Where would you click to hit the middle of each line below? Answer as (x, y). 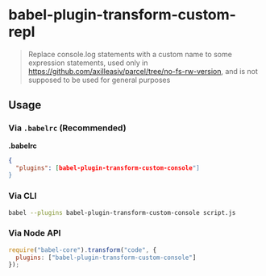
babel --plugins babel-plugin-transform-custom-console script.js (122, 212)
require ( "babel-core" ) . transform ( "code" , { (83, 250)
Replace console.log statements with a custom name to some (130, 54)
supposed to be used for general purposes (99, 80)
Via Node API (35, 233)
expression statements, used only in (88, 63)
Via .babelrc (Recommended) (67, 128)
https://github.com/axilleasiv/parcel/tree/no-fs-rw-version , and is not (143, 71)
